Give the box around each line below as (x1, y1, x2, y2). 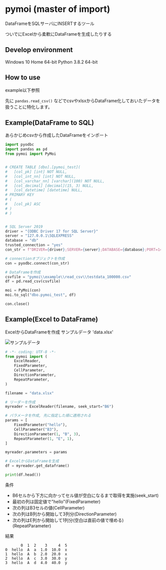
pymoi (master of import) (5, 3, 110, 15)
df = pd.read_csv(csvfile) (5, 279, 61, 284)
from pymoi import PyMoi (5, 151, 56, 157)
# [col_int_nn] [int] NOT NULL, (5, 174, 77, 179)
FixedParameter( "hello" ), (14, 423, 68, 428)
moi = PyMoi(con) (5, 288, 41, 293)
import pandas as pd (5, 147, 48, 152)
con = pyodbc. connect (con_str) (5, 260, 70, 266)
